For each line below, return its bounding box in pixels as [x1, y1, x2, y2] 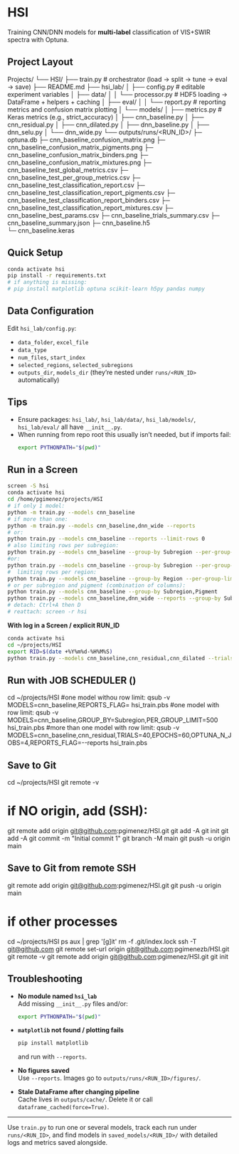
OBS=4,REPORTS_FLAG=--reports [7, 739, 109, 747]
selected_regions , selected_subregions [17, 360, 134, 369]
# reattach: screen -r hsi [7, 608, 87, 615]
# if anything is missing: [7, 279, 87, 286]
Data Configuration [7, 305, 95, 317]
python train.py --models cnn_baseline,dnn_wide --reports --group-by [7, 595, 221, 602]
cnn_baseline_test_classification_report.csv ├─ [7, 181, 145, 189]
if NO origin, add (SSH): [7, 803, 148, 819]
